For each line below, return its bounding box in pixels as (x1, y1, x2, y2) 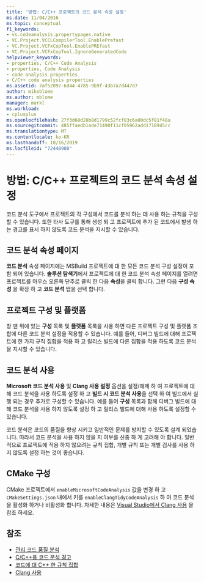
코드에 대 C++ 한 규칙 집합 (15, 561, 79, 569)
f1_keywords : (6, 26, 40, 32)
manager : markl (6, 100, 45, 106)
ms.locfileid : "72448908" (6, 145, 72, 152)
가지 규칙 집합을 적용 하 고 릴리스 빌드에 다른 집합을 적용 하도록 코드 (24, 337, 185, 345)
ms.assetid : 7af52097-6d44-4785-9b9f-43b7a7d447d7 (6, 83, 138, 89)
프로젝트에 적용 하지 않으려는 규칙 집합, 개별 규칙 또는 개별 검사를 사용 (22, 441, 189, 448)
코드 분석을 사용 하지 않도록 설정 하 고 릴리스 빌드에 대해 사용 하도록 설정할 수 (12, 405, 197, 413)
